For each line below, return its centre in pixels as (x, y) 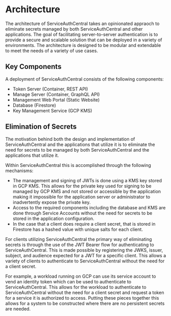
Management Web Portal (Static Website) (56, 100)
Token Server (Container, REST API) (50, 89)
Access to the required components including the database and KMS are (89, 207)
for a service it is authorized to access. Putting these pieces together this (82, 298)
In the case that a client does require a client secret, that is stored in (84, 224)
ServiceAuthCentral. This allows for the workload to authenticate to (76, 287)
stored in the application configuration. (53, 218)
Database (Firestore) (34, 105)
